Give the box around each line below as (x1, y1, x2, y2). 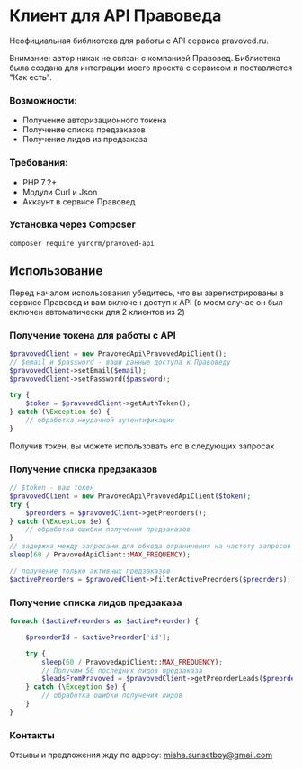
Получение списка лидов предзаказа (9, 596, 182, 609)
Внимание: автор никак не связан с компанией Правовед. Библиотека (9, 52, 281, 63)
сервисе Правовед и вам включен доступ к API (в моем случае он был (9, 296, 283, 307)
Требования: (9, 157, 69, 169)
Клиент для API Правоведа (9, 5, 222, 26)
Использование (9, 263, 103, 279)
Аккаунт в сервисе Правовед (22, 195, 136, 207)
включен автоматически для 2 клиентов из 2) (9, 306, 186, 317)
